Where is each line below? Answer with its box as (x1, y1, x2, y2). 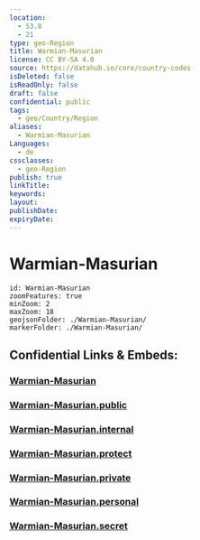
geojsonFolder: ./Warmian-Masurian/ (9, 315, 147, 324)
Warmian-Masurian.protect (9, 447, 132, 460)
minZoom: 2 (9, 299, 50, 308)
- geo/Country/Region (17, 114, 99, 123)
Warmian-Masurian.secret (9, 520, 128, 533)
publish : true (9, 172, 63, 182)
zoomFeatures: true (9, 291, 83, 301)
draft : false (9, 88, 59, 98)
